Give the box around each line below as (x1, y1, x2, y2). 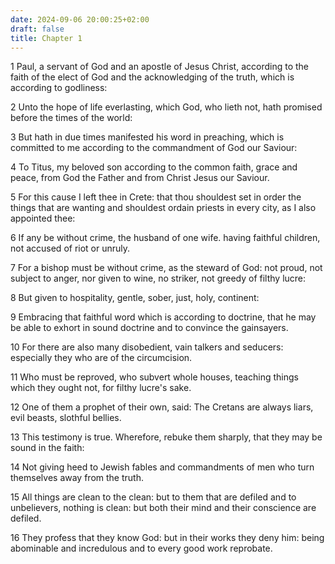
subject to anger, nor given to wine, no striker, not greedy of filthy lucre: (10, 272, 307, 285)
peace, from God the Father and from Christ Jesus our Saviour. (10, 172, 270, 184)
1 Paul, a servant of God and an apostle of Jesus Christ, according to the (10, 61, 309, 73)
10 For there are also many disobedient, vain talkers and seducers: (10, 341, 284, 353)
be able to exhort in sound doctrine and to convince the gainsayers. (10, 322, 289, 334)
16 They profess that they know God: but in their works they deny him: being (10, 532, 325, 544)
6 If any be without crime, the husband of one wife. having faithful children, (10, 232, 321, 244)
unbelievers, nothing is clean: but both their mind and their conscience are (10, 502, 317, 514)
